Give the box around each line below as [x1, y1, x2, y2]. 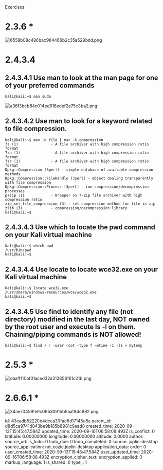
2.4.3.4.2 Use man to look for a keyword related [5, 117, 152, 126]
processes [5, 188, 25, 194]
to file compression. [5, 125, 67, 133]
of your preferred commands [5, 81, 95, 90]
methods [5, 171, 21, 177]
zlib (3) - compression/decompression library [5, 205, 127, 211]
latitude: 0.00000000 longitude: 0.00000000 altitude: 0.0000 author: [5, 433, 144, 439]
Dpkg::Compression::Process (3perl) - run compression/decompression [5, 184, 149, 189]
